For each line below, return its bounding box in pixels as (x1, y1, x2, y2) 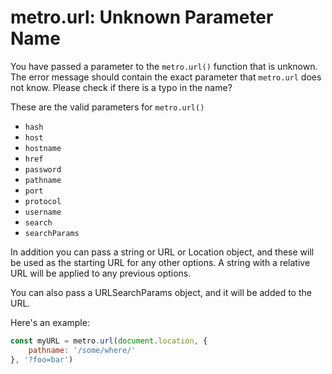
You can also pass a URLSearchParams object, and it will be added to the (10, 286, 312, 298)
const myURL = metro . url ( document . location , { (10, 336, 208, 346)
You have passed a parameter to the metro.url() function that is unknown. (10, 60, 318, 72)
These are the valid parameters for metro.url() (10, 101, 205, 113)
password (24, 164, 62, 175)
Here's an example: (10, 316, 90, 328)
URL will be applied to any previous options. (10, 267, 192, 279)
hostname (24, 143, 62, 153)
